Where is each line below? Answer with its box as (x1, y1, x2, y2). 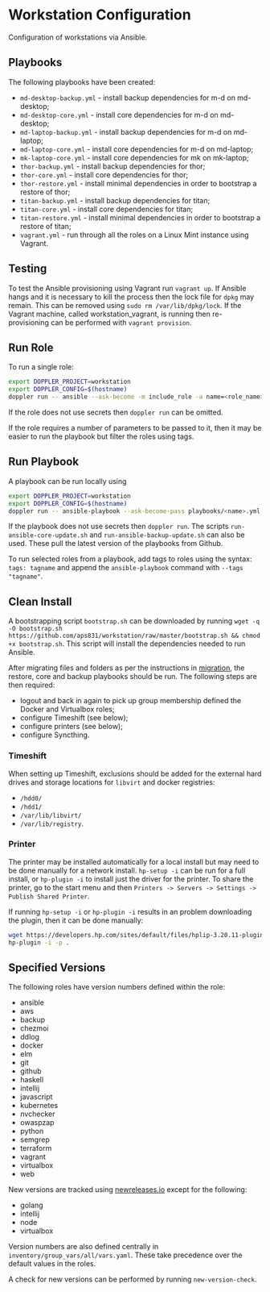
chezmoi (19, 1023, 49, 1033)
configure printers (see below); (19, 722, 123, 731)
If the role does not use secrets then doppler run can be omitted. (8, 407, 223, 417)
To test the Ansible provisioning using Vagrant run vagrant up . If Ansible (8, 283, 247, 293)
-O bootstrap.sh (8, 625, 63, 633)
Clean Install (8, 594, 72, 608)
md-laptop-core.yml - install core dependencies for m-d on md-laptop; (19, 144, 254, 154)
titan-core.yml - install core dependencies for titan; (19, 204, 194, 214)
